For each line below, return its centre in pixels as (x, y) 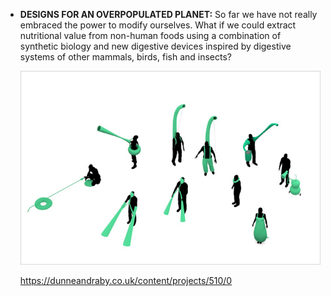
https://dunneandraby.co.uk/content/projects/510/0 (126, 281)
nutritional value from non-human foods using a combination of (150, 35)
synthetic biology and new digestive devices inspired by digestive (155, 46)
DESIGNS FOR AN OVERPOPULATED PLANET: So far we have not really (168, 14)
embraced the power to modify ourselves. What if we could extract (158, 25)
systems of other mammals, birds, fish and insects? (125, 57)
